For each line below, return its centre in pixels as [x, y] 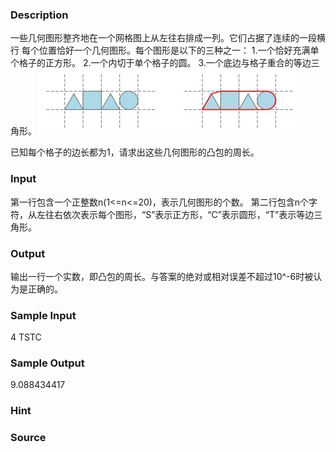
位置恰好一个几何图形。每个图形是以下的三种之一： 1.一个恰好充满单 [179, 50]
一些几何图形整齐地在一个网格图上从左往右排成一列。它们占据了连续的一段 [163, 38]
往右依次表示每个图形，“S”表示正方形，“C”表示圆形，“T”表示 [170, 214]
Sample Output [47, 363]
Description [39, 15]
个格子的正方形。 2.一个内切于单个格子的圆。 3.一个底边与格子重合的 [152, 63]
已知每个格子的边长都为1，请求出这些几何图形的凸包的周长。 [135, 152]
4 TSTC [26, 337]
